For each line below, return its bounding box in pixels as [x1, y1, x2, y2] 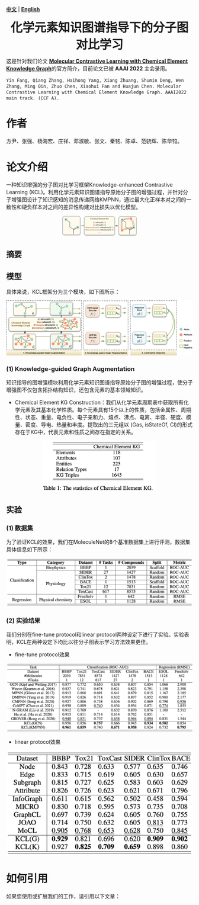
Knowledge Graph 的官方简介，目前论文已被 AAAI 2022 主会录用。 [6, 65, 171, 72]
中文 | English [6, 6, 40, 12]
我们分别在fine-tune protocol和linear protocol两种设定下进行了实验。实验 [6, 631, 185, 638]
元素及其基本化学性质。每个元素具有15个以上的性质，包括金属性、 [20, 406, 181, 413]
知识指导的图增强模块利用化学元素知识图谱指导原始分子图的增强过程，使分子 [6, 379, 193, 386]
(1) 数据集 [6, 524, 34, 532]
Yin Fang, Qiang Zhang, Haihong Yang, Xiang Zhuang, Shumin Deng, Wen [6, 78, 184, 84]
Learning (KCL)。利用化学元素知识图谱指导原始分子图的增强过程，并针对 [6, 188, 184, 195]
